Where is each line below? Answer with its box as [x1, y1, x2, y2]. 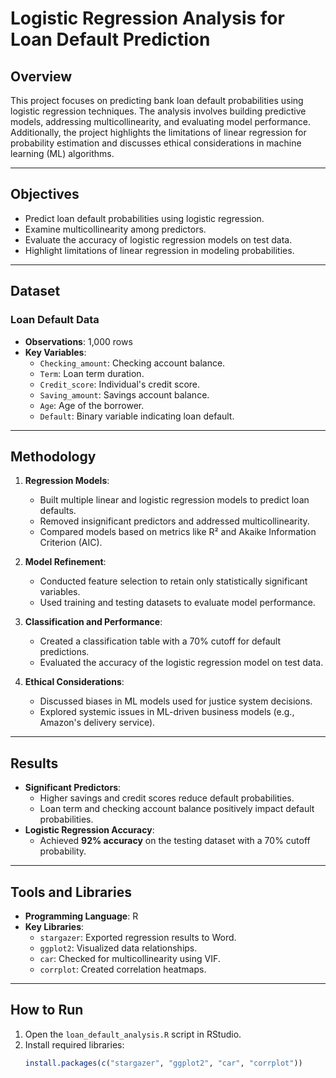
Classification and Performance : [24, 616, 163, 628]
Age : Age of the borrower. [39, 399, 145, 411]
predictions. [39, 646, 90, 658]
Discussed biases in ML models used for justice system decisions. [39, 695, 313, 707]
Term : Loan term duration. [39, 367, 145, 379]
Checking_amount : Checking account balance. [39, 357, 226, 369]
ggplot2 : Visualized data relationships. [39, 942, 198, 954]
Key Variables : [24, 346, 87, 358]
